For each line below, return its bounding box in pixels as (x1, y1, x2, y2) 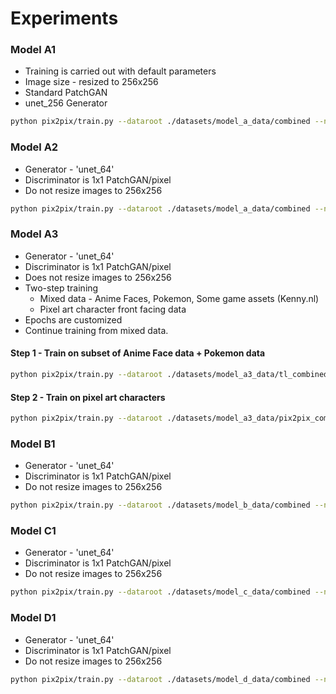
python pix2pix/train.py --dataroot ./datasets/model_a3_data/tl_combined (10, 370, 329, 380)
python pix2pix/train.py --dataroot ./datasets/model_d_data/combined (10, 674, 311, 684)
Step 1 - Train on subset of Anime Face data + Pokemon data (10, 347, 266, 359)
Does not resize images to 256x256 (24, 271, 172, 283)
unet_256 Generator (24, 97, 108, 109)
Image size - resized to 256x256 (24, 76, 159, 88)
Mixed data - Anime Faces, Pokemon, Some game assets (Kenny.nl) (39, 292, 320, 304)
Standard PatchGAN (24, 87, 108, 99)
